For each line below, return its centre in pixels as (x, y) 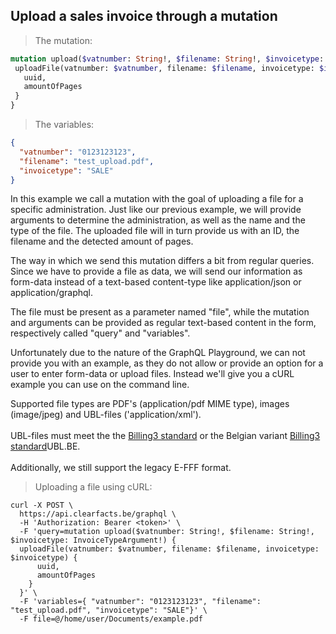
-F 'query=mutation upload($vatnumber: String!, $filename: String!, (167, 532)
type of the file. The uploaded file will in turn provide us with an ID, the (155, 231)
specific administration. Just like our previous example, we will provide (156, 210)
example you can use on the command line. (100, 385)
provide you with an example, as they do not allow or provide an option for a (167, 363)
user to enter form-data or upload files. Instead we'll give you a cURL (152, 374)
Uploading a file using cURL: (93, 487)
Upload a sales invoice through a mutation (144, 16)
